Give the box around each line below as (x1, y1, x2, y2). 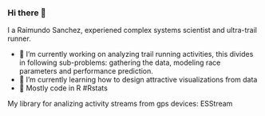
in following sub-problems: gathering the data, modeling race (18, 58, 221, 67)
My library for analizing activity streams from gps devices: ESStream (7, 99, 233, 109)
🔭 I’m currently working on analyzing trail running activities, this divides (18, 50, 254, 59)
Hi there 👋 (7, 7, 47, 18)
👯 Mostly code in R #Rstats (18, 83, 109, 93)
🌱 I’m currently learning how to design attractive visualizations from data (18, 75, 258, 85)
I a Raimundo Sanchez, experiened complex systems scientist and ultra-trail (7, 26, 257, 35)
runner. (7, 34, 31, 43)
